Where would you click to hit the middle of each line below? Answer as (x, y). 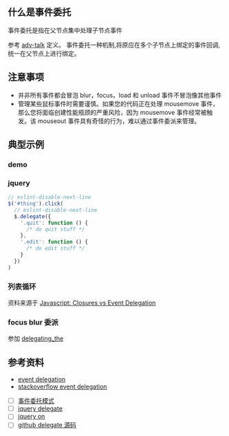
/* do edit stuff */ (55, 249)
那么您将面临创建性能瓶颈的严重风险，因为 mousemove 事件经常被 (112, 112)
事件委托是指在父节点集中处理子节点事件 (65, 30)
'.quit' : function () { (54, 223)
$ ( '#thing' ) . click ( (36, 204)
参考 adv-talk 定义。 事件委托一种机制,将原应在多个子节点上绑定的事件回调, (114, 45)
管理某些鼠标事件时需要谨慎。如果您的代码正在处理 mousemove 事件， (118, 103)
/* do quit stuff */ (55, 229)
